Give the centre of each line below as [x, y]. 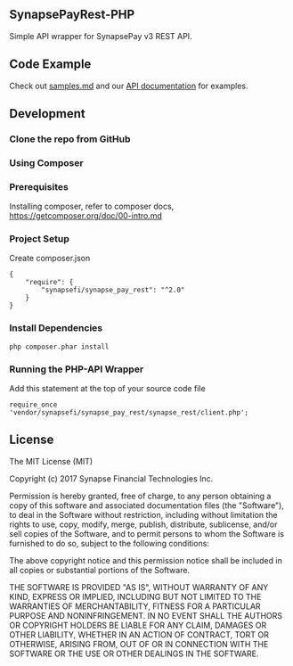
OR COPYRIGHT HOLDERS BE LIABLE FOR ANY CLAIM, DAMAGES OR [138, 625]
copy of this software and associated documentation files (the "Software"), [147, 505]
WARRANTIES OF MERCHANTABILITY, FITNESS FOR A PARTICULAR [135, 606]
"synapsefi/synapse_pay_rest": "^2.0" [113, 290]
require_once [33, 405]
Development [48, 114]
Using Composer [46, 162]
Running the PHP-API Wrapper [77, 369]
